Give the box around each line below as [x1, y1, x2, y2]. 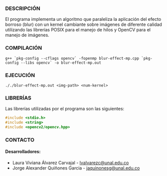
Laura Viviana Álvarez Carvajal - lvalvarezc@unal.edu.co [12, 160, 129, 166]
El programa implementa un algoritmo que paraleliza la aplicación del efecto [5, 16, 162, 22]
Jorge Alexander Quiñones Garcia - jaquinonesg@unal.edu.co [12, 165, 140, 171]
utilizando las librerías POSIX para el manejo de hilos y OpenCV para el [5, 27, 151, 33]
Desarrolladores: [5, 149, 41, 155]
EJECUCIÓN [5, 72, 35, 79]
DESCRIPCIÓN [5, 5, 41, 12]
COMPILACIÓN [5, 45, 42, 52]
